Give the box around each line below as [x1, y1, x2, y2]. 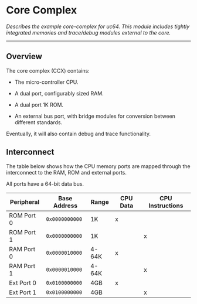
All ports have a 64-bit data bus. [6, 180, 84, 187]
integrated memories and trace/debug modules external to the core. [6, 29, 171, 36]
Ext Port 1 [9, 288, 37, 296]
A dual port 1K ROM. [14, 101, 63, 108]
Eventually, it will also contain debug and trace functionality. [6, 130, 151, 137]
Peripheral [9, 197, 40, 206]
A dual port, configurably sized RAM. [14, 90, 104, 97]
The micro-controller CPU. [14, 78, 79, 86]
